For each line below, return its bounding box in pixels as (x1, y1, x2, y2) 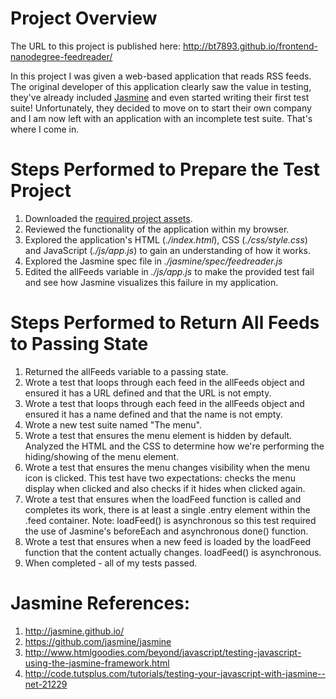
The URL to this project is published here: (10, 40, 182, 52)
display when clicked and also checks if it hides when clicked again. (24, 482, 306, 494)
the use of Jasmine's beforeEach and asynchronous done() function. (24, 525, 309, 537)
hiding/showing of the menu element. (24, 450, 180, 462)
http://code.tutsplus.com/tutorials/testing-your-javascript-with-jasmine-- (24, 667, 326, 679)
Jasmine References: (10, 592, 191, 614)
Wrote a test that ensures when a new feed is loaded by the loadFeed (24, 535, 312, 547)
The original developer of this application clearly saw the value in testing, (10, 80, 312, 92)
